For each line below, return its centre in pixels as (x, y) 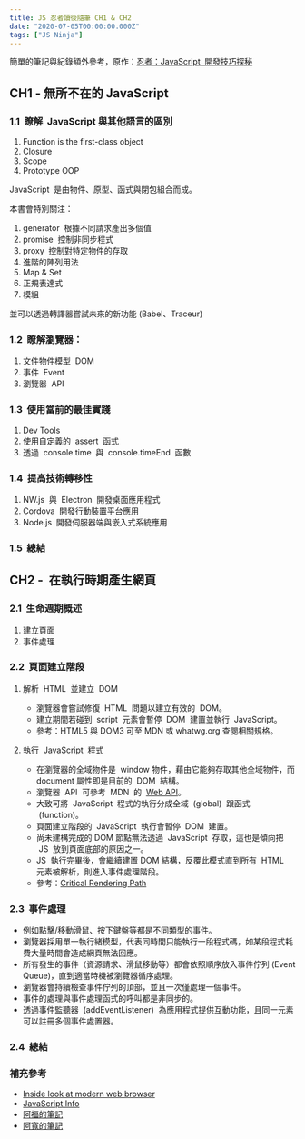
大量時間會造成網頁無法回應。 (86, 953)
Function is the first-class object (83, 142)
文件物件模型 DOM (59, 361)
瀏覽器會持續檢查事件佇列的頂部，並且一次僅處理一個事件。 (134, 987)
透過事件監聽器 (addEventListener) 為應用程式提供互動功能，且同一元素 (158, 1010)
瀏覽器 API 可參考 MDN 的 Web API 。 (111, 792)
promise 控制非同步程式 (68, 240)
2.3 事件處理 (38, 908)
